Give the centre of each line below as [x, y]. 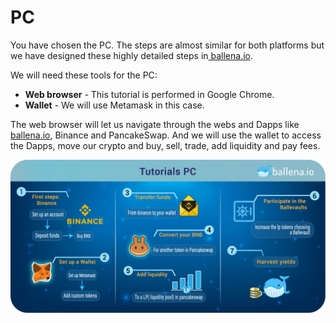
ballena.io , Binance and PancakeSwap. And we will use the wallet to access [166, 135]
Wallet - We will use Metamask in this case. [114, 105]
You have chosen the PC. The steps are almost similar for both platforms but [167, 45]
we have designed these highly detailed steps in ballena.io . [131, 55]
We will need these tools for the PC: [84, 75]
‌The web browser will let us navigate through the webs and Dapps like [155, 124]
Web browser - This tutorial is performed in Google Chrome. [149, 94]
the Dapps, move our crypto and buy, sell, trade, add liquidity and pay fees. [165, 145]
